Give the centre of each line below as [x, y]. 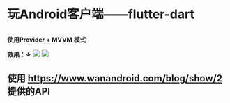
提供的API [29, 91]
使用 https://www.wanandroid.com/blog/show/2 [115, 78]
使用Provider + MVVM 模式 [47, 40]
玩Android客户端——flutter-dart [101, 14]
